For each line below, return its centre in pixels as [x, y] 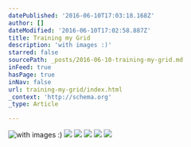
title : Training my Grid [49, 38]
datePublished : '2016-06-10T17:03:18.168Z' [82, 15]
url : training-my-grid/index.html [66, 89]
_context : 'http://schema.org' [60, 97]
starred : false [33, 52]
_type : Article [33, 104]
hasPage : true [32, 75]
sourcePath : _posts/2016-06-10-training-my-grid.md [95, 60]
